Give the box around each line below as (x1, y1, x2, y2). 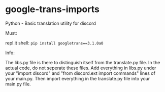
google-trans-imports (5, 4, 100, 15)
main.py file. (5, 81, 31, 87)
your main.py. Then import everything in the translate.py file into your (5, 75, 150, 81)
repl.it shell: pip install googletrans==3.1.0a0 (5, 39, 104, 46)
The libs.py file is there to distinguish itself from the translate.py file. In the (5, 59, 160, 65)
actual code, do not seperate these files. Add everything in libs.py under (5, 65, 156, 71)
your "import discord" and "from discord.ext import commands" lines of (5, 70, 156, 76)
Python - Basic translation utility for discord (5, 20, 96, 26)
